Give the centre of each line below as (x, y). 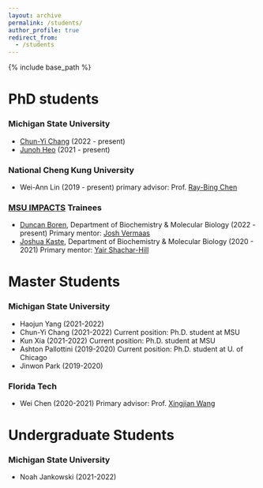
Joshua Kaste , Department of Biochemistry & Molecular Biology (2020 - (137, 242)
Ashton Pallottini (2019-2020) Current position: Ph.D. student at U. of (131, 349)
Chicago (33, 357)
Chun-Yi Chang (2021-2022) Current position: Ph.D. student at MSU (130, 332)
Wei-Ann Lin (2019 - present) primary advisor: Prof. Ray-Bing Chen (128, 187)
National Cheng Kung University (71, 170)
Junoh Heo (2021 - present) (65, 149)
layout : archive (35, 15)
